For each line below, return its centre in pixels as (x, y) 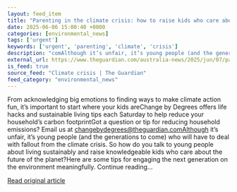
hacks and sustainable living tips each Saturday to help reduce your (106, 114)
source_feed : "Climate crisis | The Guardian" (77, 73)
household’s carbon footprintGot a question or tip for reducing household (114, 122)
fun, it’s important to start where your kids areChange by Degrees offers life (117, 107)
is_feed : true (28, 66)
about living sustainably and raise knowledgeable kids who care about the (115, 152)
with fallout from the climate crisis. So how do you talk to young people (110, 145)
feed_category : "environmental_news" (63, 79)
